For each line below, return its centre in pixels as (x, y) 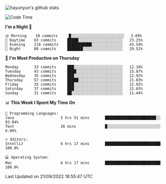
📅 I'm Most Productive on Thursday (42, 58)
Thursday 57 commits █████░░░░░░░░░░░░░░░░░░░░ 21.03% (74, 80)
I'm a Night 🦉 (19, 27)
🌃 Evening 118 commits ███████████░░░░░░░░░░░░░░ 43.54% (74, 45)
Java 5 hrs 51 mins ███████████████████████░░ (83, 118)
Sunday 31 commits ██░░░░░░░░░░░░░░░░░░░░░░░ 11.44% (74, 93)
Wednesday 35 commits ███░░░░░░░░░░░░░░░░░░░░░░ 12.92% (74, 76)
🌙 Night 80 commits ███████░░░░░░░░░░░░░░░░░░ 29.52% (74, 49)
